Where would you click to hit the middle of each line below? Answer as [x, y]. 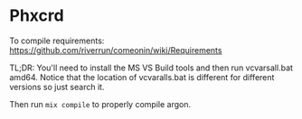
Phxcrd [37, 16]
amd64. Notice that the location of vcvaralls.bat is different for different [142, 77]
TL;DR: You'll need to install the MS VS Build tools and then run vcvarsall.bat [151, 68]
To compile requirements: [57, 41]
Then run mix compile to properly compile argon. [100, 104]
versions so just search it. [57, 87]
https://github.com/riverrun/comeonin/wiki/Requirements [116, 50]
